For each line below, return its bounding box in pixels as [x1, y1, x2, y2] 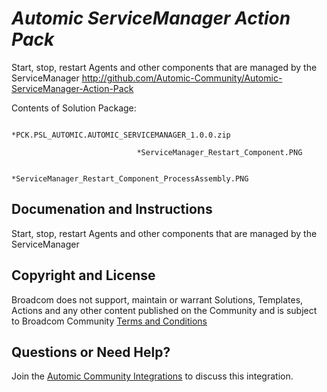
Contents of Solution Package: [11, 102, 137, 114]
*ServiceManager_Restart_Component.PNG [136, 147, 303, 157]
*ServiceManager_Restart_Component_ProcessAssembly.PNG [11, 173, 249, 184]
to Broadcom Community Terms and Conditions [11, 315, 208, 327]
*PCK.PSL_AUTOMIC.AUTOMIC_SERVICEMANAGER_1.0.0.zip [11, 130, 231, 140]
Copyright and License [11, 267, 156, 284]
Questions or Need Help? [11, 343, 171, 361]
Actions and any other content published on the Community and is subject [11, 304, 318, 316]
